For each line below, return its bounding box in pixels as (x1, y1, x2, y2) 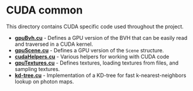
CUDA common (6, 4, 83, 17)
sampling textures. (14, 65, 60, 72)
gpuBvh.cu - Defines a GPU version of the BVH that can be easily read (14, 34, 188, 41)
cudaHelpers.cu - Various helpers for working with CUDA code (14, 53, 169, 60)
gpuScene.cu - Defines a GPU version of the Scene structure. (14, 46, 164, 53)
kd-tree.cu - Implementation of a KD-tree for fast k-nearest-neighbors (14, 72, 187, 79)
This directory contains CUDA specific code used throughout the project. (6, 23, 184, 30)
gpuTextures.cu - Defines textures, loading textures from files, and (14, 59, 179, 66)
